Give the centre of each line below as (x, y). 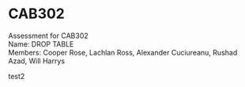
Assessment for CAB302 (48, 36)
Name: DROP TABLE (41, 43)
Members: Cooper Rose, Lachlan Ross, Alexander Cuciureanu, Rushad (123, 52)
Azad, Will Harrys (37, 61)
